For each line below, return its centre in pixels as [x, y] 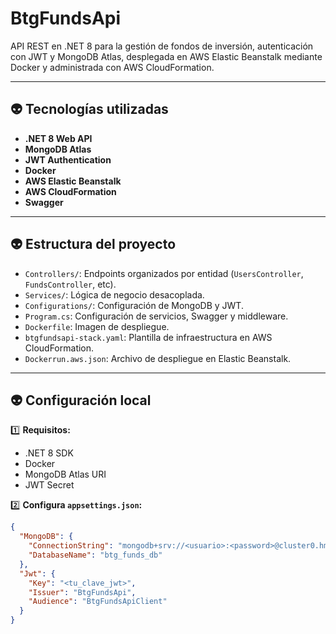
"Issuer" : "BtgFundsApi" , [82, 592]
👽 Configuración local [81, 400]
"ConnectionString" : [71, 546]
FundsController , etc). [70, 284]
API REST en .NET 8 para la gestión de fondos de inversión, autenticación [162, 46]
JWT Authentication [68, 159]
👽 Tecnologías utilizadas [89, 109]
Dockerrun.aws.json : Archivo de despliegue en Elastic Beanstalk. [158, 358]
